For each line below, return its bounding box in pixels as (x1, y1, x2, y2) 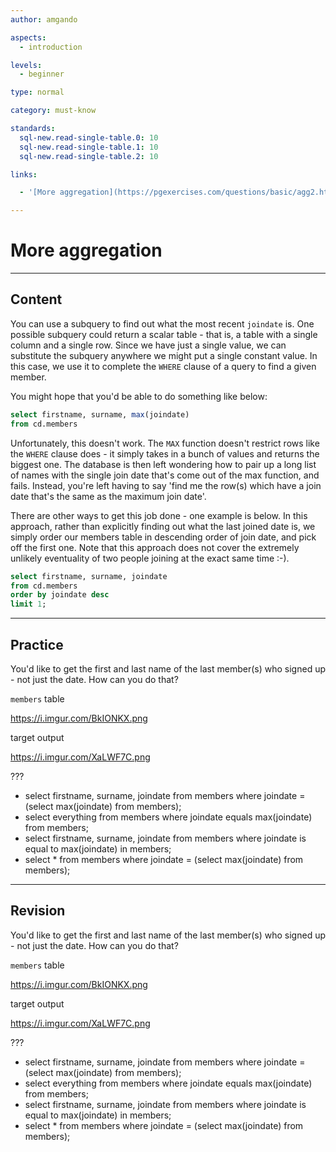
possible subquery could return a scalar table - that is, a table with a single (10, 328, 318, 340)
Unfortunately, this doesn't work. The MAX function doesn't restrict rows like (10, 437, 320, 449)
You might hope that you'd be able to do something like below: (10, 390, 268, 402)
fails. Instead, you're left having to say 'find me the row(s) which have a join (10, 479, 322, 491)
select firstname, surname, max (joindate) (10, 409, 190, 420)
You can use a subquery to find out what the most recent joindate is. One (10, 317, 315, 330)
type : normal (10, 87, 65, 98)
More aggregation (10, 239, 163, 262)
